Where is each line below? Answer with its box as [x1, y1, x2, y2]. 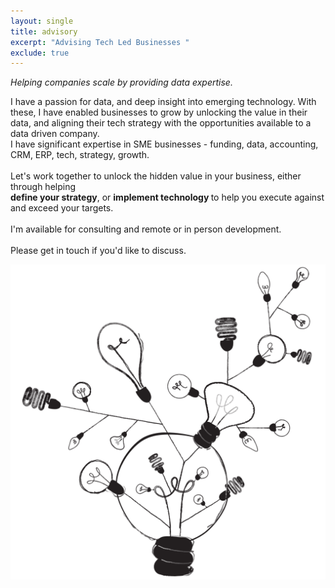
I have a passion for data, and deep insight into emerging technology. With [10, 96, 317, 108]
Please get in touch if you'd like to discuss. [10, 245, 187, 257]
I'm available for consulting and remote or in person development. [10, 223, 282, 235]
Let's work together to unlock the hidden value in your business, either [10, 170, 302, 182]
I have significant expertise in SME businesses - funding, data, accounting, [10, 138, 319, 150]
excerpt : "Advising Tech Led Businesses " [10, 37, 190, 47]
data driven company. [10, 128, 100, 140]
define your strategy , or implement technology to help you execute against [10, 191, 325, 204]
